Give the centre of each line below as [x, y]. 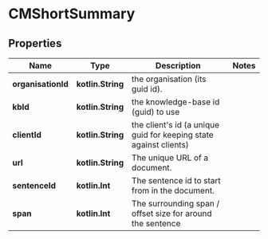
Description [178, 66]
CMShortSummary [72, 14]
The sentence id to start [176, 180]
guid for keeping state [172, 135]
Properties [35, 43]
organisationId [41, 84]
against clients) [160, 145]
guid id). [147, 89]
